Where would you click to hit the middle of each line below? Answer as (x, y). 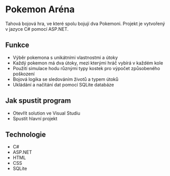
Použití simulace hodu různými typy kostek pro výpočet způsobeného (86, 68)
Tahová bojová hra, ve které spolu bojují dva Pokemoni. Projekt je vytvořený (85, 24)
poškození (24, 74)
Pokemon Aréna (40, 9)
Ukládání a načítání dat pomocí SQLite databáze (63, 84)
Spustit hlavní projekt (35, 118)
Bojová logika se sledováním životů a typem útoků (66, 79)
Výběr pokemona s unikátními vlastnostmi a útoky (65, 57)
